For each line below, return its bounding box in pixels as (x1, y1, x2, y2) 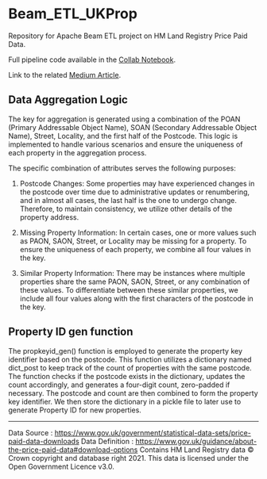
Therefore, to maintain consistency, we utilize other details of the (19, 204, 233, 213)
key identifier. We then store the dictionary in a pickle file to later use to (8, 397, 242, 406)
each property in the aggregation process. (8, 148, 147, 157)
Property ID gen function (8, 325, 133, 339)
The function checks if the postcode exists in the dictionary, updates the (8, 371, 246, 381)
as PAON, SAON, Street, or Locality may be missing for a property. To (19, 236, 247, 246)
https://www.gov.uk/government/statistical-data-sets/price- (54, 427, 252, 437)
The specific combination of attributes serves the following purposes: (8, 163, 236, 173)
